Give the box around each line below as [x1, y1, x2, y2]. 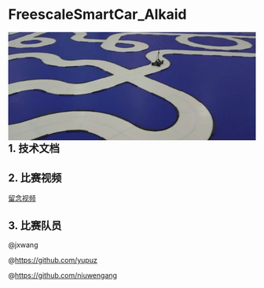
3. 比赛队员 [8, 219, 62, 232]
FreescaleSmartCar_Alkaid [8, 6, 187, 24]
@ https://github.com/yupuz [8, 256, 98, 265]
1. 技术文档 [8, 142, 60, 155]
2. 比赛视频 [8, 171, 62, 184]
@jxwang [8, 240, 38, 249]
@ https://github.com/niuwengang [8, 271, 118, 280]
